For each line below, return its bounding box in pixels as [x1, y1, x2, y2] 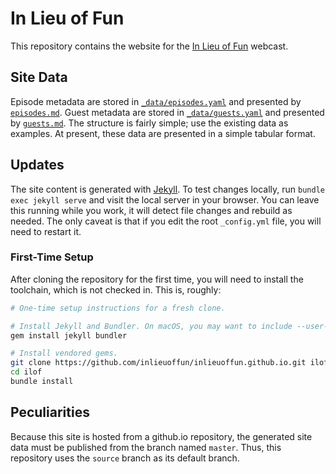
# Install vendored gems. [10, 348, 118, 359]
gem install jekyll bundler [10, 330, 128, 341]
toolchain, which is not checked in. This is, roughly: [10, 283, 222, 296]
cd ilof [10, 367, 43, 377]
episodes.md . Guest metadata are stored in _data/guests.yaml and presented [10, 106, 325, 118]
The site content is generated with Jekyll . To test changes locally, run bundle [10, 183, 325, 195]
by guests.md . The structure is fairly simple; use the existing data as [10, 117, 289, 129]
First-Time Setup [10, 250, 94, 264]
